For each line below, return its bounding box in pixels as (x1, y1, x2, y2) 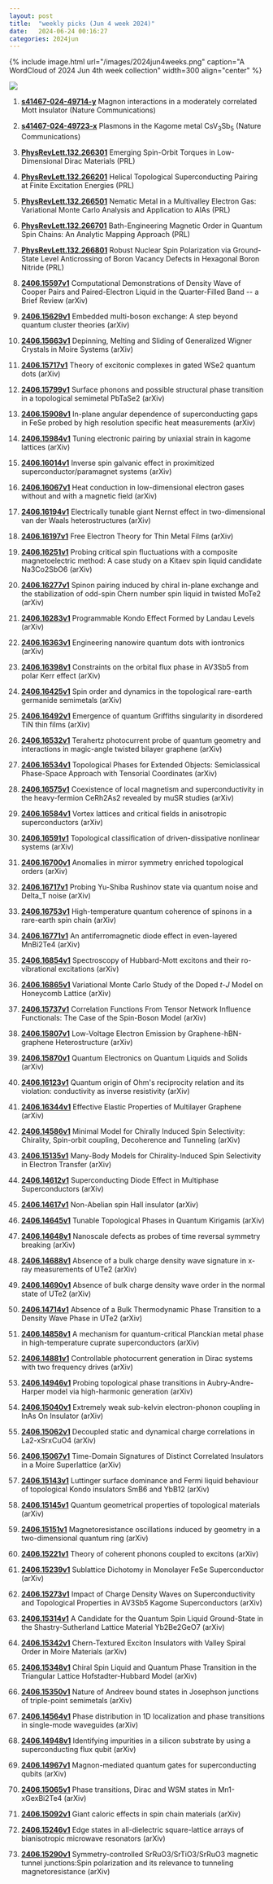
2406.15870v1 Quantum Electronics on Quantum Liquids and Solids (20, 1053, 249, 1063)
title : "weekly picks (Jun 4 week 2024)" (9, 20, 155, 28)
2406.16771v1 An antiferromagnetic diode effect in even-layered (20, 931, 238, 941)
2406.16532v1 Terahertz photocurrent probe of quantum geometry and (20, 736, 262, 745)
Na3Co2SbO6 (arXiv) (20, 564, 93, 574)
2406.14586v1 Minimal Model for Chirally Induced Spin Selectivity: (20, 1126, 245, 1136)
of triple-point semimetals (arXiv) (20, 1696, 132, 1706)
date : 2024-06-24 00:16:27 (9, 27, 108, 35)
